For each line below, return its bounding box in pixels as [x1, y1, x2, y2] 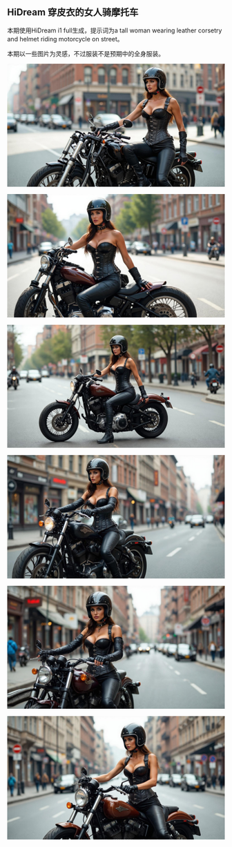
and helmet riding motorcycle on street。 [7, 35, 124, 43]
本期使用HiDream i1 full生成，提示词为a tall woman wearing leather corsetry [7, 26, 222, 35]
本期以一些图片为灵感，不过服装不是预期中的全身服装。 [7, 49, 164, 57]
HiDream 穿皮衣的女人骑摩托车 [7, 6, 139, 19]
